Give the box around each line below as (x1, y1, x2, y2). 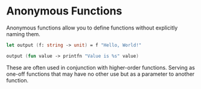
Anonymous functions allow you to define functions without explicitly (6, 24, 178, 31)
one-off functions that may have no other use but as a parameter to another (6, 70, 195, 78)
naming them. (6, 30, 40, 37)
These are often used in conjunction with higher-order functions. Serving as (6, 64, 195, 71)
